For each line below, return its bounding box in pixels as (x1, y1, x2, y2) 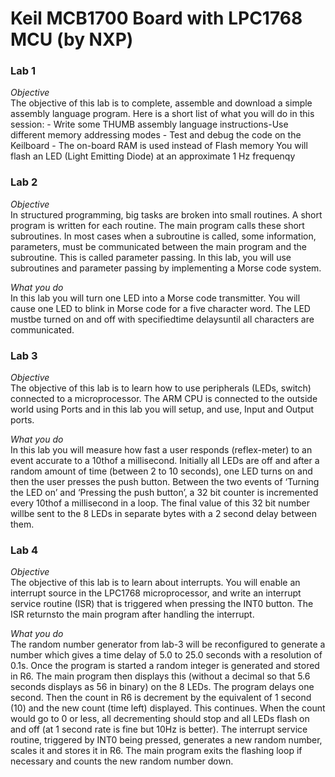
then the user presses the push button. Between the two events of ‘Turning (10, 476, 320, 488)
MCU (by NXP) (10, 28, 134, 51)
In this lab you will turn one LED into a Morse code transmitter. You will (10, 292, 301, 304)
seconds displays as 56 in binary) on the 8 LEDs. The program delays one (10, 681, 315, 693)
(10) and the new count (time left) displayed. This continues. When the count (10, 702, 326, 714)
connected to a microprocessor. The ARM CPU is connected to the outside (10, 393, 318, 405)
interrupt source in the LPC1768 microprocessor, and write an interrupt (10, 587, 302, 599)
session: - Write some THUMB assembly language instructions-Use (10, 118, 289, 131)
